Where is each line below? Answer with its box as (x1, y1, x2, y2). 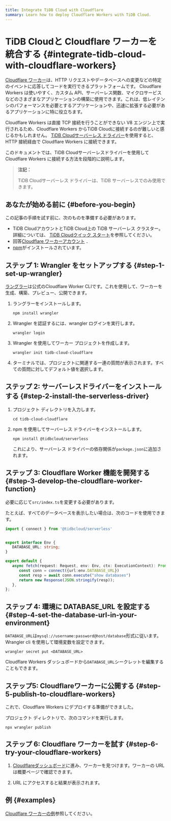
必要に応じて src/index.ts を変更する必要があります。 (5, 499, 117, 505)
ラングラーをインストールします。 (12, 301, 84, 307)
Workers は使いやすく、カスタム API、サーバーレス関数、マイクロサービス (5, 90, 162, 96)
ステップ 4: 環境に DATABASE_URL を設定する (5, 602, 150, 611)
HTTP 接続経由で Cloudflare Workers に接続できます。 (5, 138, 120, 145)
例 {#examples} (5, 796, 56, 805)
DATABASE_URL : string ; (12, 545, 60, 550)
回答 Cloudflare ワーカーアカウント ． (12, 238, 91, 244)
